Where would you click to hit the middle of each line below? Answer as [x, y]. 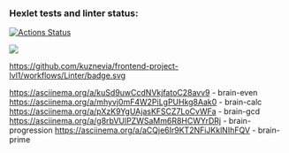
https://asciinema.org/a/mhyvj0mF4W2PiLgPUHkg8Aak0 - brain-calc [136, 102]
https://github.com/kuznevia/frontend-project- [94, 66]
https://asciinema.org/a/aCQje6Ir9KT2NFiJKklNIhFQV [152, 130]
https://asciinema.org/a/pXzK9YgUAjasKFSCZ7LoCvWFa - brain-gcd [135, 111]
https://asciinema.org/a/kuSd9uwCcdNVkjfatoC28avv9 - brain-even [133, 93]
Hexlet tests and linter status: [74, 13]
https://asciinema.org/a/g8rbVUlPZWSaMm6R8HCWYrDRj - [118, 121]
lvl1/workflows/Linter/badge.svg [68, 76]
